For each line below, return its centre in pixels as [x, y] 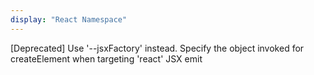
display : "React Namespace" [69, 19]
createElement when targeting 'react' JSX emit [106, 58]
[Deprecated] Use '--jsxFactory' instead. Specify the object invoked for [157, 48]
